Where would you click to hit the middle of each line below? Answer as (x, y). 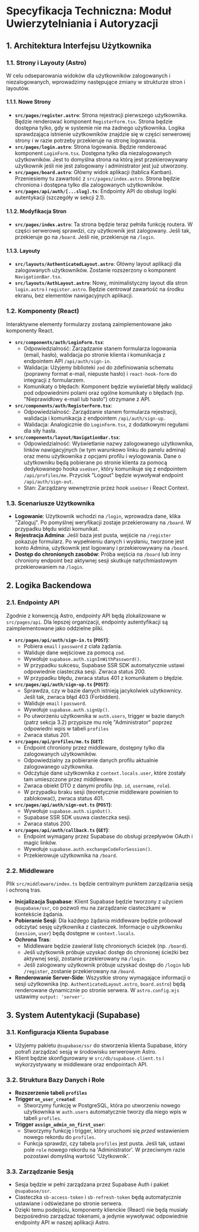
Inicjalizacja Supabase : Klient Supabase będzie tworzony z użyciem (99, 902)
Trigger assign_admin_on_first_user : (60, 1125)
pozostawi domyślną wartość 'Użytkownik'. (77, 1156)
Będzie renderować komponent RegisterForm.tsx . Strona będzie (94, 122)
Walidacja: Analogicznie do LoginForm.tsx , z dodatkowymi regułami (106, 424)
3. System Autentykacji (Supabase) (73, 1015)
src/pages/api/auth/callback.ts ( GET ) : (62, 829)
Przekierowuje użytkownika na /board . (70, 855)
